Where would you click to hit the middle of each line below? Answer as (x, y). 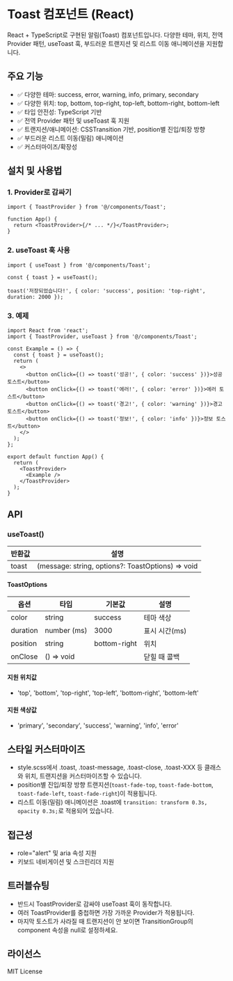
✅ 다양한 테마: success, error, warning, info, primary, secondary (108, 94)
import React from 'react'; (48, 331)
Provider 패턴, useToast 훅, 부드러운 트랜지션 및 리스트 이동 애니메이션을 (106, 43)
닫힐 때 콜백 (162, 657)
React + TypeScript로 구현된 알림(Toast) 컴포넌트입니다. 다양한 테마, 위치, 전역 (115, 35)
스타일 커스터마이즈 (46, 749)
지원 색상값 (22, 709)
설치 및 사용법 (35, 171)
